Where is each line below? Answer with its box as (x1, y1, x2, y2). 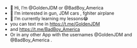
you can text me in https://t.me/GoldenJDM (10, 21, 100, 27)
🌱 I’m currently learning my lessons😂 (10, 16, 89, 21)
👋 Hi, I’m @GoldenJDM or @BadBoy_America (10, 5, 104, 11)
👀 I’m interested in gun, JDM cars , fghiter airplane (10, 10, 114, 16)
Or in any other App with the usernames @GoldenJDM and (10, 32, 132, 37)
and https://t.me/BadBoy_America (10, 26, 80, 32)
